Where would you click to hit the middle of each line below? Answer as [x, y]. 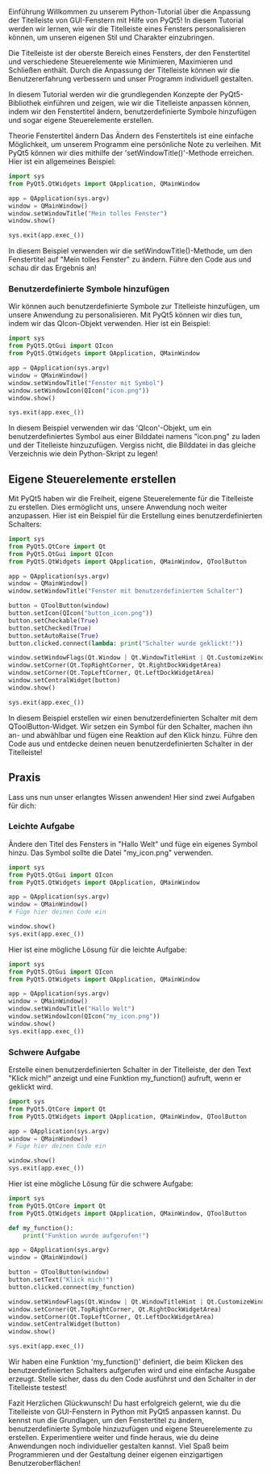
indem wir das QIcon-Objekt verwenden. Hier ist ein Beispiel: [110, 324]
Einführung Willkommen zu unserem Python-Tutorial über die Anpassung [129, 12]
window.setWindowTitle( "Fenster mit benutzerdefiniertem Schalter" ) [126, 591]
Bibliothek [25, 103]
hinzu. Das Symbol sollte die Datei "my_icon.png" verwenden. [111, 852]
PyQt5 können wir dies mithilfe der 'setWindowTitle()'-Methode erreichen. [131, 153]
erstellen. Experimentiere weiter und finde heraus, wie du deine [114, 1438]
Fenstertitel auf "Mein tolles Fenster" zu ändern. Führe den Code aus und [130, 260]
